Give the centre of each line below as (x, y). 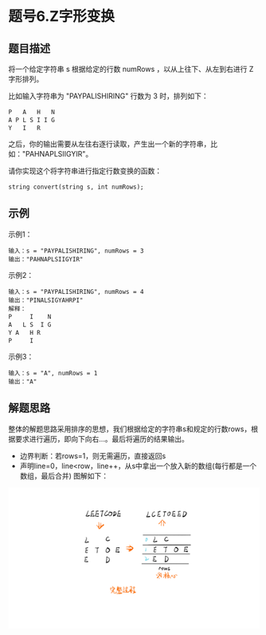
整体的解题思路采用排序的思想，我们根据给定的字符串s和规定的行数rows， (130, 429)
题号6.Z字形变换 (62, 16)
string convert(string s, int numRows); (76, 187)
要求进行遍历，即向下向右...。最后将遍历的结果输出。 (102, 439)
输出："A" (23, 381)
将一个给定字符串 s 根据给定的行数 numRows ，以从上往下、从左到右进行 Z (131, 69)
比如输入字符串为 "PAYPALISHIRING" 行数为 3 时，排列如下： (108, 96)
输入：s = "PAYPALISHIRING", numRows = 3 (76, 251)
